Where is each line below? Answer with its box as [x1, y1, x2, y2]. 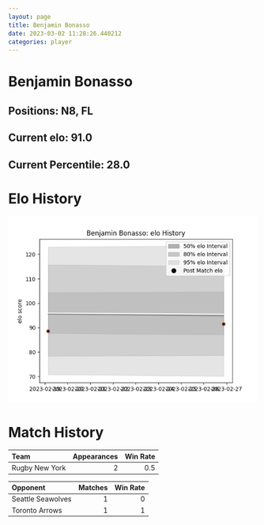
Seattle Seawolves [11, 494, 72, 504]
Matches [77, 483, 108, 493]
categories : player [8, 38, 73, 46]
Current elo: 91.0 [8, 131, 92, 145]
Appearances [72, 451, 119, 461]
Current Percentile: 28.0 [8, 158, 130, 172]
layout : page [8, 13, 51, 21]
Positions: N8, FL [8, 104, 93, 118]
